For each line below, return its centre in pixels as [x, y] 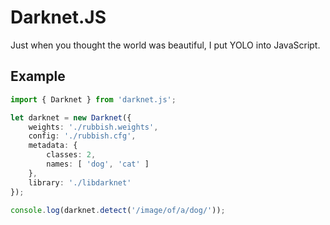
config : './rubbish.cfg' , [82, 136]
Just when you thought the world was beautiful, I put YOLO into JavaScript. [165, 45]
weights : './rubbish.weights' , [93, 127]
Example [38, 76]
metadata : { [53, 146]
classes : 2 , [71, 155]
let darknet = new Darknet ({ [71, 117]
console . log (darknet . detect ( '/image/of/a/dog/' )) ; [118, 210]
